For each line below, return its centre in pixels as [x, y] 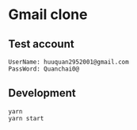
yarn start [26, 118]
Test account [41, 44]
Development [42, 93]
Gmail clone [48, 15]
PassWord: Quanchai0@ [44, 69]
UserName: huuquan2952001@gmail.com [68, 62]
